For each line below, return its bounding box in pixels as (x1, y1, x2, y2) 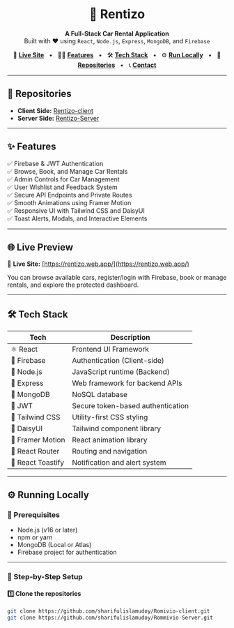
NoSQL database (72, 390, 127, 400)
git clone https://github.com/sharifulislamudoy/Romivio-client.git (7, 608, 210, 615)
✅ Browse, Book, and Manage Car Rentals (7, 167, 128, 175)
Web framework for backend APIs (72, 378, 182, 388)
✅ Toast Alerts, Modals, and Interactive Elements (7, 214, 148, 223)
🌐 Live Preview (7, 241, 74, 253)
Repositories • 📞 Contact (77, 61, 157, 69)
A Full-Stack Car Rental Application (65, 29, 169, 38)
